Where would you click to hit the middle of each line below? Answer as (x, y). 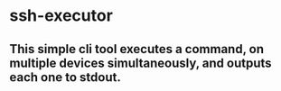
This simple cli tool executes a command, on (137, 49)
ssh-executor (61, 16)
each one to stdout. (66, 77)
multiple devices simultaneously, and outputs (141, 63)
